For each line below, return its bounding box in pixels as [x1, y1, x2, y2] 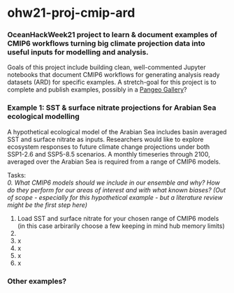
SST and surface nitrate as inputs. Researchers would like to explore [7, 135, 204, 143]
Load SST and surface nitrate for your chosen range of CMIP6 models [17, 214, 219, 222]
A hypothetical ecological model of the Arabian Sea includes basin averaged [7, 127, 227, 136]
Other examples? [7, 276, 67, 286]
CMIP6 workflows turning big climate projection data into [7, 38, 205, 48]
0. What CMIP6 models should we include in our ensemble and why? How [7, 178, 220, 187]
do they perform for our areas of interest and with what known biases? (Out [7, 185, 226, 194]
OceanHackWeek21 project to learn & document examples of [7, 30, 218, 40]
